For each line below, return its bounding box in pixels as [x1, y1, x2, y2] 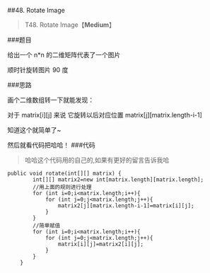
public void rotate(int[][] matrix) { [7, 170, 122, 177]
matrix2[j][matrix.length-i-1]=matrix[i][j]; [57, 202, 194, 209]
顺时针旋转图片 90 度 [7, 66, 69, 74]
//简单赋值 [33, 222, 61, 229]
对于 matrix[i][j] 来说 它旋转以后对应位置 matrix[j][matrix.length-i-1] [7, 111, 203, 119]
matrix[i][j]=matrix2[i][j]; [57, 240, 144, 248]
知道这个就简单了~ [7, 126, 62, 134]
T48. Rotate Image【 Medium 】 [24, 21, 115, 29]
